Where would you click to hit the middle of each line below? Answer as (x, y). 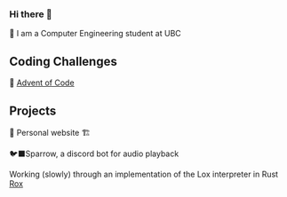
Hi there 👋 (31, 14)
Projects (33, 110)
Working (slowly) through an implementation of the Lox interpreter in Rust (143, 174)
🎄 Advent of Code (42, 83)
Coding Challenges (63, 61)
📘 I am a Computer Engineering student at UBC (96, 34)
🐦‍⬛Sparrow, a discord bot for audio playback (94, 154)
